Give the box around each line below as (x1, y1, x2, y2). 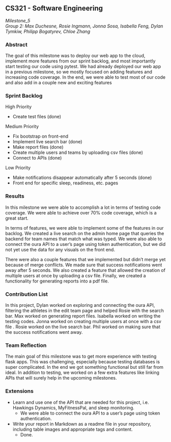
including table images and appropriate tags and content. (12, 426, 133, 432)
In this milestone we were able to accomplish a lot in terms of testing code (5, 204, 161, 210)
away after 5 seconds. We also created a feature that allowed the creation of (5, 267, 165, 273)
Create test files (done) (12, 114, 62, 120)
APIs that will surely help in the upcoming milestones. (5, 375, 117, 381)
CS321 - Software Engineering (5, 4, 103, 13)
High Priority (5, 104, 32, 110)
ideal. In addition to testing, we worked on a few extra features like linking (5, 369, 159, 375)
